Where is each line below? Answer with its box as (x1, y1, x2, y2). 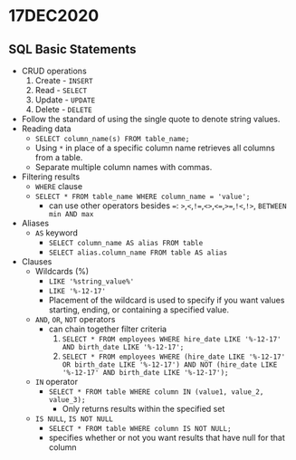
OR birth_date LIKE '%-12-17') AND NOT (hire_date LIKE (62, 360, 278, 369)
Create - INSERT (34, 75, 93, 86)
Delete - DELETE (34, 104, 92, 114)
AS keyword (34, 227, 79, 238)
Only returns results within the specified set (62, 404, 225, 414)
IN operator (34, 377, 79, 387)
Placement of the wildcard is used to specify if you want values (48, 295, 285, 305)
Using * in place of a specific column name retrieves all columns (34, 142, 275, 153)
